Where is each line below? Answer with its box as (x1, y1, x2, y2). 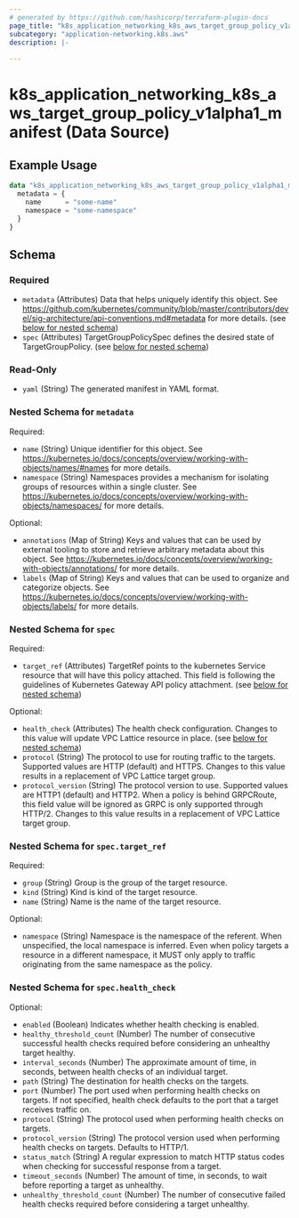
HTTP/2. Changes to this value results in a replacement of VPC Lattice (21, 808, 280, 819)
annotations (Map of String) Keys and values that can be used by (21, 535, 262, 545)
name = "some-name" (25, 198, 117, 206)
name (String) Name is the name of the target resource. (21, 896, 222, 907)
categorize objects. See (21, 582, 109, 593)
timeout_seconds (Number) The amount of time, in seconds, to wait (21, 1170, 268, 1181)
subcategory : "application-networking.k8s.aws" (9, 29, 190, 38)
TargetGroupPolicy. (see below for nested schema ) (21, 342, 209, 352)
